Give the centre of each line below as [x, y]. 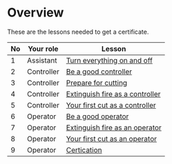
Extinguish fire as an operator [114, 127]
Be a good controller [99, 72]
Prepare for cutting [97, 83]
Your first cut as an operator [112, 139]
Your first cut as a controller [111, 105]
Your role [43, 48]
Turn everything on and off [109, 60]
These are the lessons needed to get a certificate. [78, 32]
